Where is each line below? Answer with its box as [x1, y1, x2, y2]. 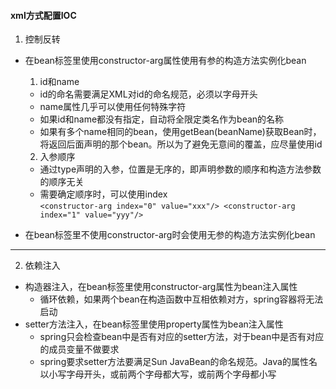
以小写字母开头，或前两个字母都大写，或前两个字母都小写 [39, 368, 277, 380]
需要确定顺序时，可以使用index [39, 188, 168, 200]
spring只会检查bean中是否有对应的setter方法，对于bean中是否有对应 [39, 331, 325, 343]
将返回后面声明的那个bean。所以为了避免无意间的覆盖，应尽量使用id [39, 138, 323, 150]
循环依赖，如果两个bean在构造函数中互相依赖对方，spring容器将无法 [39, 293, 324, 305]
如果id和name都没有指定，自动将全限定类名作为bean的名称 [39, 113, 285, 125]
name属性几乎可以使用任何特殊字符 [39, 101, 187, 113]
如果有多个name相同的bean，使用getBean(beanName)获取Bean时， [39, 126, 322, 138]
